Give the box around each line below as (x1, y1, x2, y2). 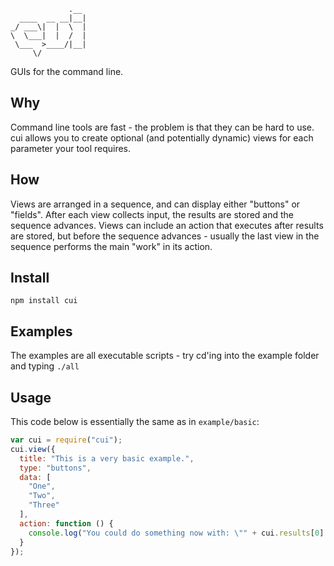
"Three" (28, 500, 60, 510)
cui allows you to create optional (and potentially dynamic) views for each (10, 131, 314, 144)
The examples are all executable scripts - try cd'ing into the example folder (10, 350, 320, 362)
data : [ (19, 472, 52, 482)
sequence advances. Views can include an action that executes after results (10, 219, 324, 231)
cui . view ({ (10, 444, 56, 454)
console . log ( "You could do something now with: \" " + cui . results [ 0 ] (28, 528, 325, 538)
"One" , (28, 481, 56, 492)
